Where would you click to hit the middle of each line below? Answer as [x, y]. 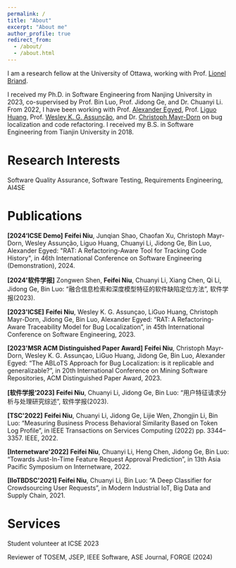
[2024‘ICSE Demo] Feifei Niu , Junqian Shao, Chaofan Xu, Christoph [106, 235]
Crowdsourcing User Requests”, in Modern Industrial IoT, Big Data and [109, 488]
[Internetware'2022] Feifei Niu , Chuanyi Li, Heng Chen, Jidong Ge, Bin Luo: [118, 452]
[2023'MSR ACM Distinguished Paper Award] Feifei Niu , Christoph [106, 348]
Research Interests [64, 161]
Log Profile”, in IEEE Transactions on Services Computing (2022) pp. [106, 430]
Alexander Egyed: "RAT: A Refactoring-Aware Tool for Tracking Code [107, 250]
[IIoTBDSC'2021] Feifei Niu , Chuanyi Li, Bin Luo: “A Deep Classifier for [110, 480]
